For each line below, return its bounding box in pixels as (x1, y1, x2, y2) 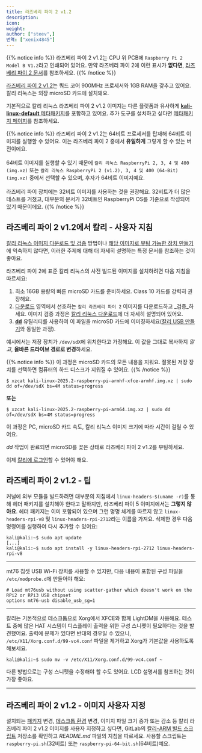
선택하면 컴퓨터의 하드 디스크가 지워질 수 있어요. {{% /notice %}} (17, 365, 171, 373)
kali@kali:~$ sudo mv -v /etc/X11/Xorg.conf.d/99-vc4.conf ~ (6, 657, 163, 663)
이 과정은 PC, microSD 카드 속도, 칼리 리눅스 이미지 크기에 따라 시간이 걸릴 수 (6, 423, 188, 430)
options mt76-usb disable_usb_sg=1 (6, 597, 96, 604)
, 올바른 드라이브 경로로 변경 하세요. (11, 346, 93, 353)
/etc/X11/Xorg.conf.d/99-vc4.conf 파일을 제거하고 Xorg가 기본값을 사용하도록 (6, 637, 194, 644)
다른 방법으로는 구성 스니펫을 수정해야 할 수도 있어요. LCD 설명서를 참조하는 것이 (6, 668, 195, 675)
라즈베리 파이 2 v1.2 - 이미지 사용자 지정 (6, 701, 146, 711)
